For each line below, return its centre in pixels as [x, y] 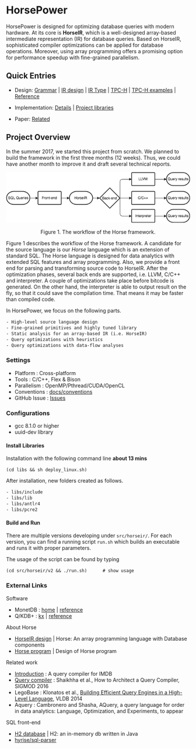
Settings [18, 360]
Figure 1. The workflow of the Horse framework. [98, 232]
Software [17, 598]
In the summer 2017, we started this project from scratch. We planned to [93, 151]
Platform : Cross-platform [45, 373]
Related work [22, 662]
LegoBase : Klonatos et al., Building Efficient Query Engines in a [91, 692]
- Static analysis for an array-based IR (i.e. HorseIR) [77, 334]
